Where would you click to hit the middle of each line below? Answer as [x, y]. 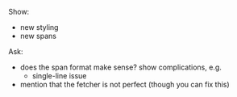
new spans [38, 36]
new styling [39, 27]
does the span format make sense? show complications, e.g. [121, 67]
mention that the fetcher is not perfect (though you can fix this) [125, 84]
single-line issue [59, 76]
